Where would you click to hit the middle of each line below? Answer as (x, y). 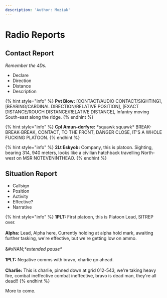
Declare (21, 75)
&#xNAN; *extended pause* (34, 249)
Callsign (21, 186)
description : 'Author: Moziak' (38, 10)
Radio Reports (35, 34)
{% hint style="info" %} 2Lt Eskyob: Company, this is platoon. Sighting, (79, 147)
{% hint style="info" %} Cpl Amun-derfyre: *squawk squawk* (70, 127)
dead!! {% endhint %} (28, 281)
